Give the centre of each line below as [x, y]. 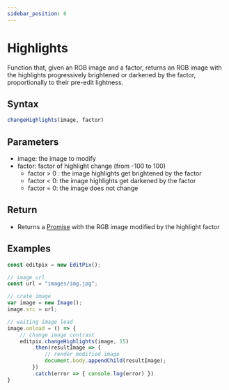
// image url [26, 277]
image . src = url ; [32, 310]
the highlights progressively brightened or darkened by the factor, [102, 75]
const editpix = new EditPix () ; [54, 265]
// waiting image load [40, 322]
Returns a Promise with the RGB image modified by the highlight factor [118, 226]
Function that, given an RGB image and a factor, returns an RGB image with [115, 68]
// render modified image [82, 354]
